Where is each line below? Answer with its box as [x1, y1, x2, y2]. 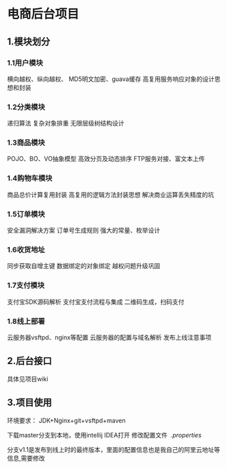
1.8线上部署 [7, 316, 46, 326]
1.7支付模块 [7, 280, 45, 290]
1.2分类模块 [7, 102, 46, 112]
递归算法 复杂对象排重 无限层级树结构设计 [7, 119, 124, 128]
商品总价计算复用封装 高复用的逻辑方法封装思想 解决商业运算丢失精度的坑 [7, 190, 214, 199]
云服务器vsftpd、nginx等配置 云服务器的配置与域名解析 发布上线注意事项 [7, 333, 212, 341]
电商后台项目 [7, 6, 80, 22]
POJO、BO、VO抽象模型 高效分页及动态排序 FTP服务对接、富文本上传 [7, 155, 205, 163]
